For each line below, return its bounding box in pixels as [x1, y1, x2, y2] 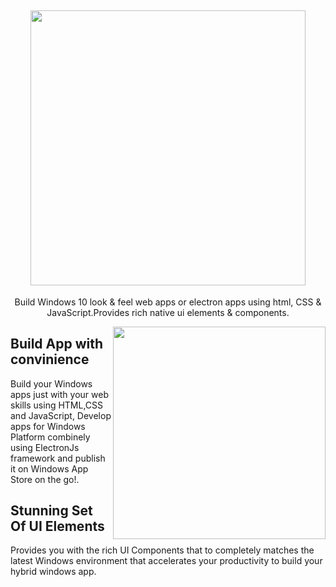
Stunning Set [10, 502, 93, 520]
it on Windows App [10, 462, 89, 475]
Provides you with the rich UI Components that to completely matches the [10, 544, 315, 556]
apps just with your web [10, 388, 109, 400]
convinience [10, 351, 90, 368]
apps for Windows [10, 420, 86, 432]
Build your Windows [10, 377, 93, 390]
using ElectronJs [10, 441, 80, 453]
